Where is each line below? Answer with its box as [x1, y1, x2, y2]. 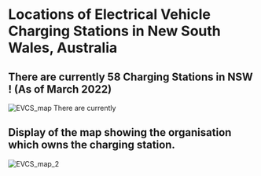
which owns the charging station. [8, 138, 175, 152]
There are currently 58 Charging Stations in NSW [8, 70, 253, 83]
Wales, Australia [8, 39, 118, 57]
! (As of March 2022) [8, 82, 112, 96]
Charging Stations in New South [8, 22, 222, 40]
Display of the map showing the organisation [8, 126, 232, 139]
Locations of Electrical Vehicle [8, 5, 211, 24]
